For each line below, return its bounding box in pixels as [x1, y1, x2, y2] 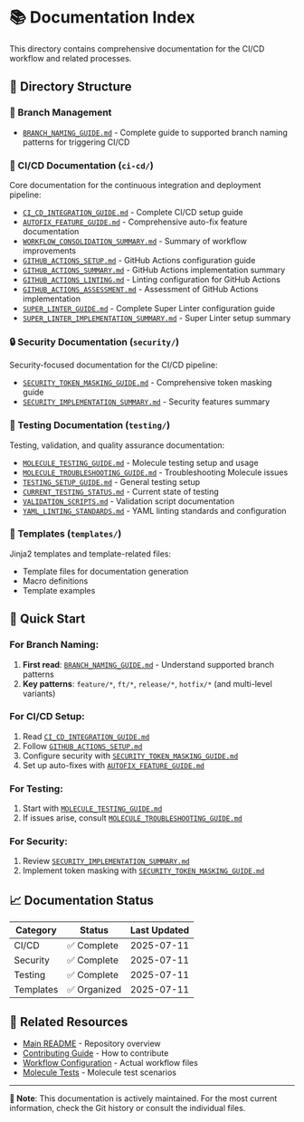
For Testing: [9, 782, 63, 794]
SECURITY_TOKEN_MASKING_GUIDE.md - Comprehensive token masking [22, 377, 272, 388]
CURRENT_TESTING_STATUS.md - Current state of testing [22, 486, 219, 497]
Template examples [22, 585, 96, 595]
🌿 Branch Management [9, 106, 112, 119]
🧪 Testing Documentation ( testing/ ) [9, 419, 170, 432]
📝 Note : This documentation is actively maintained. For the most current [9, 1093, 278, 1104]
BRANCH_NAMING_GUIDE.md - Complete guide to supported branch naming [22, 127, 288, 138]
